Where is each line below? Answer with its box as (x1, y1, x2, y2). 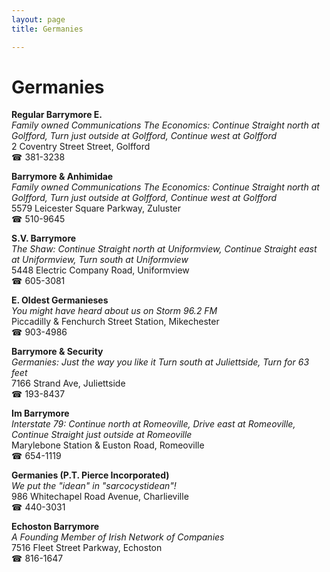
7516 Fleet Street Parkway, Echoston (11, 542, 163, 554)
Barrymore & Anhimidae (11, 171, 114, 183)
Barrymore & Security (11, 346, 104, 358)
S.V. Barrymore (11, 232, 77, 245)
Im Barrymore (11, 407, 70, 420)
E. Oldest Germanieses (11, 294, 109, 306)
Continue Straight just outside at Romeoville (11, 429, 193, 441)
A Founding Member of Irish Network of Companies (11, 531, 225, 543)
